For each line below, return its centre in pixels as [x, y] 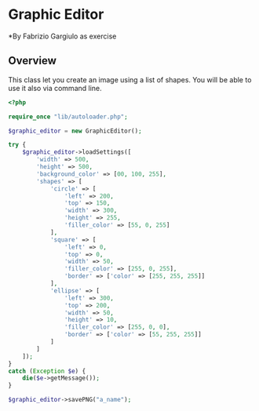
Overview [33, 61]
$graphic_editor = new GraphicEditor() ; [75, 131]
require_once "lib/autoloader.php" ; [68, 116]
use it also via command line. [55, 88]
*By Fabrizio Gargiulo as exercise [62, 36]
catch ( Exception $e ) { [47, 371]
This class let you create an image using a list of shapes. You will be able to [130, 79]
